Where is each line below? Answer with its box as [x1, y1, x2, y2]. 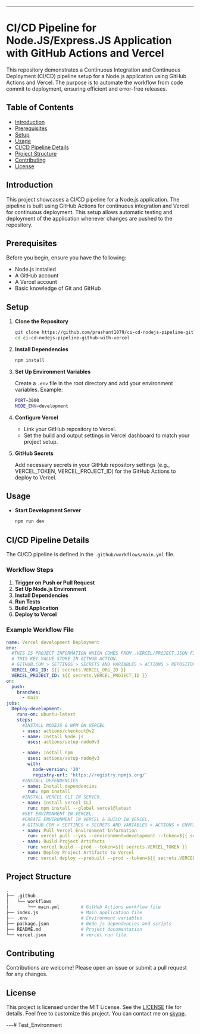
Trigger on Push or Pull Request [14, 579, 95, 586]
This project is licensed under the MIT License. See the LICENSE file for [6, 1004, 182, 1011]
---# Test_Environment [6, 1021, 62, 1029]
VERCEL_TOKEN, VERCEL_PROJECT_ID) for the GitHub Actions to [14, 468, 176, 475]
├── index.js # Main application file [6, 910, 143, 916]
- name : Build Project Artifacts [21, 838, 105, 844]
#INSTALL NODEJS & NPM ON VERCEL [21, 722, 105, 728]
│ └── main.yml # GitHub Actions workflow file [6, 904, 161, 910]
